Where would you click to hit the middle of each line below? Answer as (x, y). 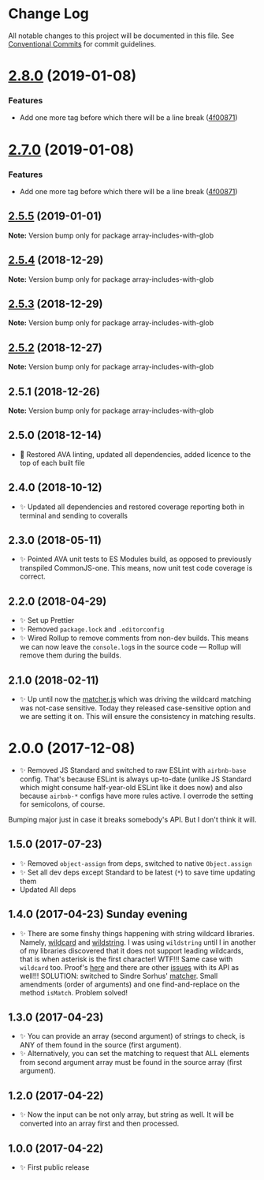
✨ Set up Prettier (47, 620)
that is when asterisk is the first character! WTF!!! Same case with (126, 959)
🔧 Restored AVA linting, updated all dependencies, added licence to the (135, 454)
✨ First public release (54, 1167)
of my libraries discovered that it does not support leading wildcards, (132, 950)
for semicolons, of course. (62, 804)
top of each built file (52, 463)
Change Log (48, 14)
